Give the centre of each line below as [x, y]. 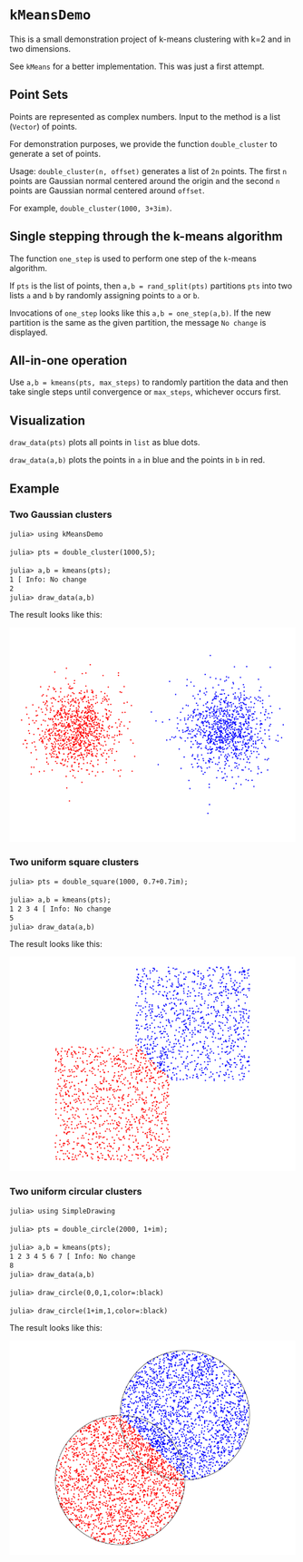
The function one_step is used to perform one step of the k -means [133, 259]
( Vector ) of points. [44, 126]
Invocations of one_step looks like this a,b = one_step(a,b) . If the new [141, 313]
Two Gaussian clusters [61, 514]
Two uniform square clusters [74, 862]
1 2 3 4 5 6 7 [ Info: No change [73, 1257]
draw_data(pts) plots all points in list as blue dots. [105, 443]
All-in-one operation [68, 361]
